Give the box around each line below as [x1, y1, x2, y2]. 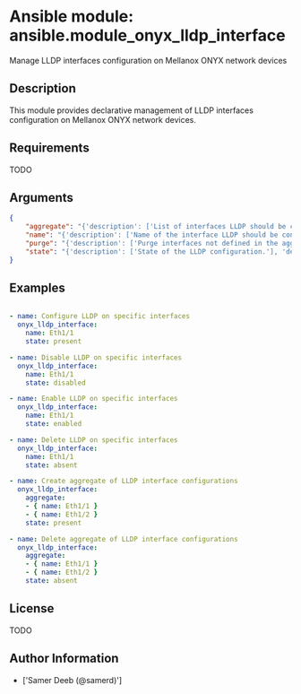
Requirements [9, 141, 90, 156]
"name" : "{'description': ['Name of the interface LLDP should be [25, 230, 279, 239]
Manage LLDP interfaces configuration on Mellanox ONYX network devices [9, 55, 288, 65]
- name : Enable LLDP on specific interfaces [9, 395, 178, 403]
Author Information [9, 651, 119, 666]
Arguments [9, 190, 74, 205]
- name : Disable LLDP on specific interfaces [9, 352, 182, 362]
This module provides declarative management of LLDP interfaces [9, 105, 254, 116]
